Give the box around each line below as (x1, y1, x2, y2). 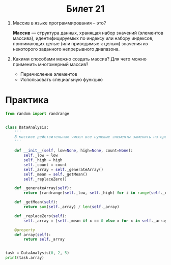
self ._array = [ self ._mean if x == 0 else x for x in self (23, 218, 152, 223)
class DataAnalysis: (5, 125, 49, 130)
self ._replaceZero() (23, 176, 67, 182)
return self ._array (23, 237, 65, 242)
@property (14, 227, 36, 232)
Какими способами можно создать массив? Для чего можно (12, 55, 147, 62)
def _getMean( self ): (14, 199, 58, 205)
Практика (5, 95, 49, 106)
